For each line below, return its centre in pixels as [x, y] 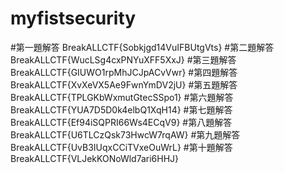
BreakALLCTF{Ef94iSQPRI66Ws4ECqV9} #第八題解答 [121, 122]
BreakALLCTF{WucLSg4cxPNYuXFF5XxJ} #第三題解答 [123, 59]
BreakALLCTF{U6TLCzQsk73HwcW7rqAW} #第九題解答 [125, 134]
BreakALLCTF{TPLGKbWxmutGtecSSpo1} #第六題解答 [122, 97]
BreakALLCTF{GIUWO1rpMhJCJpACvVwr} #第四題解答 [124, 72]
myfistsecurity [73, 18]
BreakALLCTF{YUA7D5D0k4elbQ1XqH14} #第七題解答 [121, 109]
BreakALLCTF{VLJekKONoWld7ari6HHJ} [95, 158]
